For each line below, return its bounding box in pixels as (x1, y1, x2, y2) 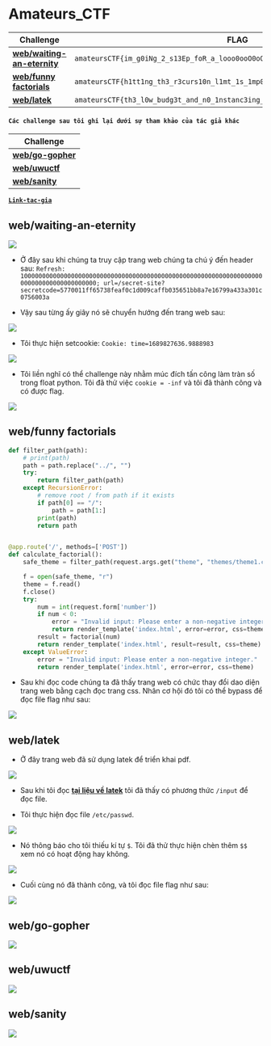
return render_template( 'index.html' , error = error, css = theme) (37, 663, 254, 671)
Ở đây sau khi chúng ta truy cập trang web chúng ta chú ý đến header (19, 255, 254, 264)
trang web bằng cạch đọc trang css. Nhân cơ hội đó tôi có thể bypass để (19, 686, 263, 696)
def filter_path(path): (8, 446, 89, 454)
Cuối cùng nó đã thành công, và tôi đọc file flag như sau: (19, 880, 209, 890)
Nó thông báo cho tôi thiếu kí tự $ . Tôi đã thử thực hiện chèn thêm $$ (19, 841, 248, 850)
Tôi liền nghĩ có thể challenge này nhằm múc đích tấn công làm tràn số (19, 369, 256, 378)
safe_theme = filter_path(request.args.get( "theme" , (23, 559, 204, 567)
